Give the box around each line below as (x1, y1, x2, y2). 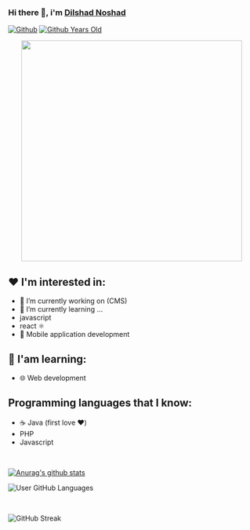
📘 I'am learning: (8, 353, 87, 366)
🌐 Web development (19, 373, 86, 382)
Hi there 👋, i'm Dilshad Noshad (8, 7, 127, 18)
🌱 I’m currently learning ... (19, 305, 103, 314)
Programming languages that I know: (8, 397, 192, 410)
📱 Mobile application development (19, 330, 130, 339)
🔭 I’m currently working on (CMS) (19, 296, 128, 305)
